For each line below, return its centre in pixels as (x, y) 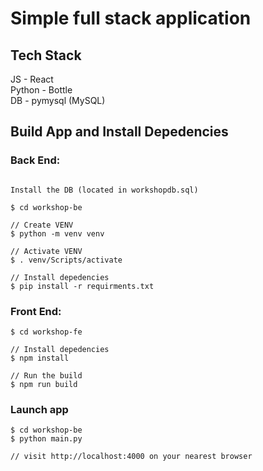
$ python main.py (46, 439)
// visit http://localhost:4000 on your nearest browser (131, 457)
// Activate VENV (46, 251)
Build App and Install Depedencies (119, 132)
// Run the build (46, 375)
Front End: (36, 311)
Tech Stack (46, 55)
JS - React (32, 79)
